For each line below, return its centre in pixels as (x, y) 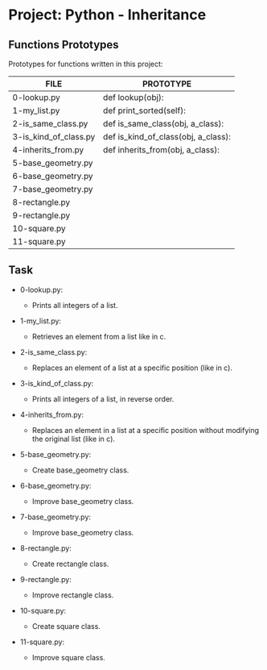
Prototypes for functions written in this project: (86, 64)
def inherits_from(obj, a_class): (161, 150)
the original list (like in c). (73, 439)
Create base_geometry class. (80, 470)
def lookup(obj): (133, 97)
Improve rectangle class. (73, 595)
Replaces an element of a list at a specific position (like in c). (132, 368)
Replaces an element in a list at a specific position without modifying (146, 430)
